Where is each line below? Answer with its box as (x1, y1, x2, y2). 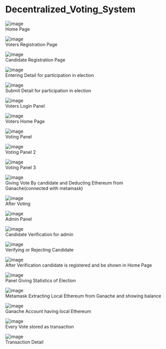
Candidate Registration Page (5, 56, 65, 63)
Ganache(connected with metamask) (5, 185, 83, 191)
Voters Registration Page (5, 41, 58, 47)
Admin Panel (5, 216, 32, 222)
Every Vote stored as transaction (5, 323, 74, 330)
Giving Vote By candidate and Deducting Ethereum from (5, 179, 124, 186)
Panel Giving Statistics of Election (5, 277, 76, 283)
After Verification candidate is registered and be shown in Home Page (5, 262, 152, 268)
